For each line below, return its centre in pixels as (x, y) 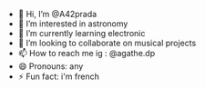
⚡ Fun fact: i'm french (59, 76)
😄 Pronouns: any (51, 66)
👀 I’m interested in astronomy (73, 24)
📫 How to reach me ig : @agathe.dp (87, 53)
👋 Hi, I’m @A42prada (57, 14)
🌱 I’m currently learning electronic (82, 33)
